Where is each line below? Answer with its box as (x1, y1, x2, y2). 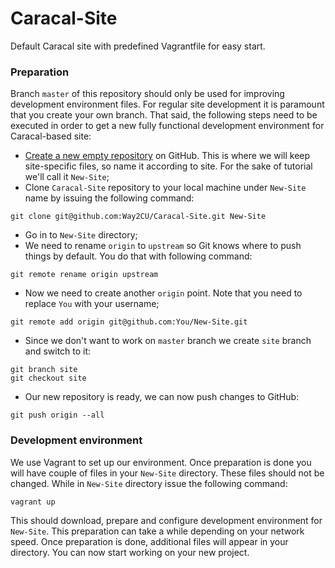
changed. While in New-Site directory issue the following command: (10, 477, 288, 489)
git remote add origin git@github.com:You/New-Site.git (10, 317, 248, 327)
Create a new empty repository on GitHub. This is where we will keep (24, 150, 311, 162)
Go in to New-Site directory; (24, 229, 138, 241)
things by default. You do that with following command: (24, 250, 253, 262)
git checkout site (10, 373, 87, 384)
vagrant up (10, 497, 56, 507)
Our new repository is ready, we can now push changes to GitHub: (24, 391, 300, 403)
